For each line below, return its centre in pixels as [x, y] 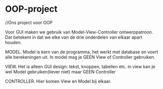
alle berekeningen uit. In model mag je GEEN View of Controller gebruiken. [80, 57]
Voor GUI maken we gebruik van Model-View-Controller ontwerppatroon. [79, 32]
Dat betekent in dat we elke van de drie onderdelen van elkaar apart [74, 37]
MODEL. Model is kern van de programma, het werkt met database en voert [81, 52]
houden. [14, 42]
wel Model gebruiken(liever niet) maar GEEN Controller [61, 71]
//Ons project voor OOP [29, 22]
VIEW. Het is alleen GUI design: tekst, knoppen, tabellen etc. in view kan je [80, 67]
